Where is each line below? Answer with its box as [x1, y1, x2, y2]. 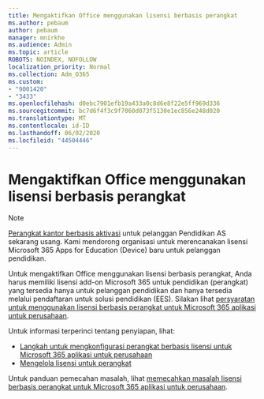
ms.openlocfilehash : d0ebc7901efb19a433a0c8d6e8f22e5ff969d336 [8, 100, 221, 107]
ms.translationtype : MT [8, 115, 87, 122]
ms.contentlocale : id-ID [8, 122, 90, 130]
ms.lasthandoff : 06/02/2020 [8, 129, 101, 137]
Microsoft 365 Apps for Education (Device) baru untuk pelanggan [8, 246, 221, 255]
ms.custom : [8, 77, 44, 85]
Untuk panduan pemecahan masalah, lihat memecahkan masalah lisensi [8, 374, 242, 383]
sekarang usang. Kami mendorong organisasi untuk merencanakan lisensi [8, 237, 248, 247]
